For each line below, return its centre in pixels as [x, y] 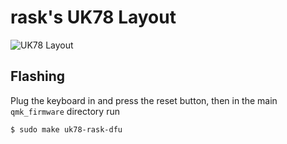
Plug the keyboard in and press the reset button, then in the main [144, 100]
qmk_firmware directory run [65, 111]
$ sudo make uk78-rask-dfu [66, 129]
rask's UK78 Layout [93, 17]
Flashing [38, 76]
